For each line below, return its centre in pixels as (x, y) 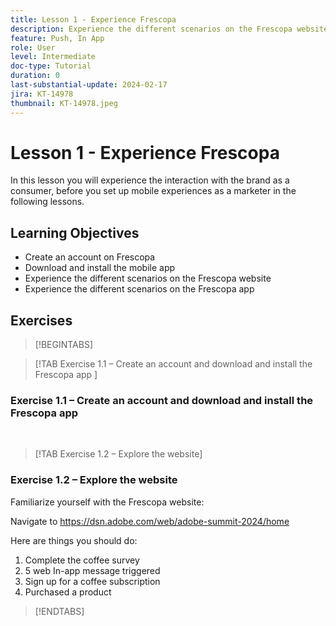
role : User (33, 47)
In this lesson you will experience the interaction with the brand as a (150, 180)
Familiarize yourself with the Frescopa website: (107, 502)
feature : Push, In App (57, 38)
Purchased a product (68, 592)
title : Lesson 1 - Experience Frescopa (93, 19)
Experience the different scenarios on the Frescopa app (139, 289)
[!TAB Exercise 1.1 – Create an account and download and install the (173, 364)
